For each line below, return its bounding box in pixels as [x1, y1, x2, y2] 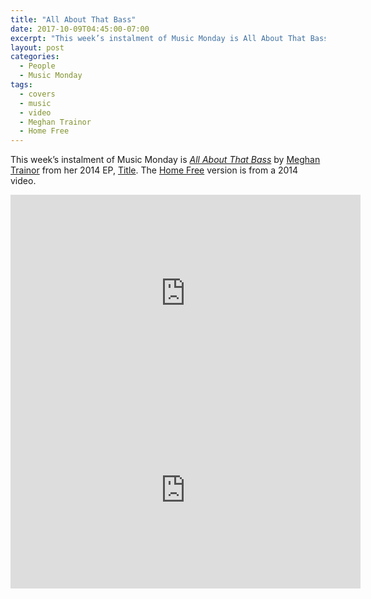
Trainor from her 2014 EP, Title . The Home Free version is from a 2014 [10, 164, 299, 176]
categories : [10, 52, 60, 62]
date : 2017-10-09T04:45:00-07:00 [10, 24, 150, 34]
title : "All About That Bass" [10, 14, 137, 25]
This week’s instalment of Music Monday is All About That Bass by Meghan [10, 154, 321, 166]
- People [19, 61, 56, 71]
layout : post [10, 42, 65, 53]
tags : [10, 80, 33, 90]
